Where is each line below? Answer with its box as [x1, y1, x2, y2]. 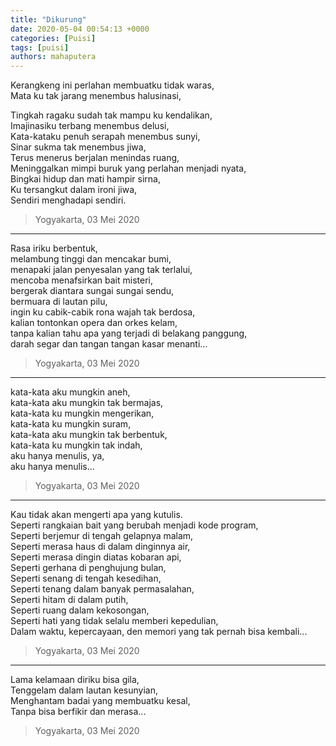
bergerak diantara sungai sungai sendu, [10, 285, 175, 297]
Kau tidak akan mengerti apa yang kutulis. [10, 509, 183, 521]
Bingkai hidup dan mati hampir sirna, [10, 173, 161, 185]
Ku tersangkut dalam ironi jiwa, [10, 184, 138, 196]
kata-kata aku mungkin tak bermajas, [10, 397, 164, 409]
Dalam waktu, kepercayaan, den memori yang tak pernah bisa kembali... [10, 626, 308, 638]
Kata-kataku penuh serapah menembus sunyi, [10, 131, 201, 143]
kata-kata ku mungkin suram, [10, 418, 132, 430]
